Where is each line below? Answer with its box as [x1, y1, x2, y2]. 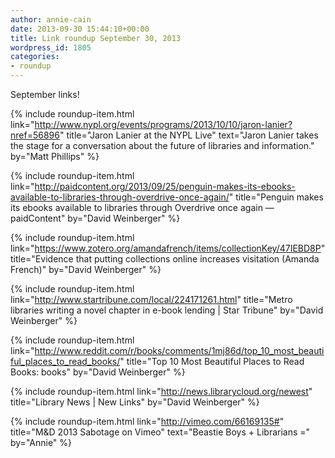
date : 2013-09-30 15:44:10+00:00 [10, 24, 150, 34]
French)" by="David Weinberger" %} [10, 264, 162, 275]
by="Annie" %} [10, 437, 73, 448]
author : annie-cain [10, 14, 92, 25]
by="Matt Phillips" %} [10, 151, 100, 162]
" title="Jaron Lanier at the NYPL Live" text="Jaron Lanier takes [59, 129, 319, 141]
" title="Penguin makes [228, 191, 324, 203]
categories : [10, 52, 60, 62]
